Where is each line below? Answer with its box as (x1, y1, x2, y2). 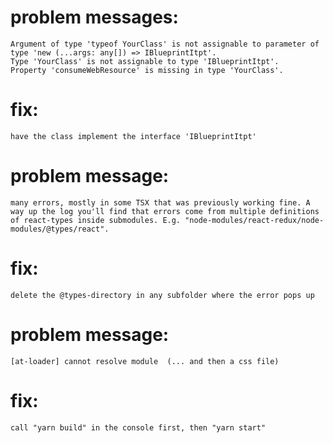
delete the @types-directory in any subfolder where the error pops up (10, 290, 315, 300)
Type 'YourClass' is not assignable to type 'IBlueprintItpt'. (10, 56, 280, 66)
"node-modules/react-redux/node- (184, 215, 325, 225)
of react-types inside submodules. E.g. (10, 215, 182, 225)
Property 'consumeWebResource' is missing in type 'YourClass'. (10, 65, 284, 75)
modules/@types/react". (10, 224, 110, 234)
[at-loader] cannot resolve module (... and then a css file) (10, 356, 280, 366)
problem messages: (10, 6, 179, 29)
